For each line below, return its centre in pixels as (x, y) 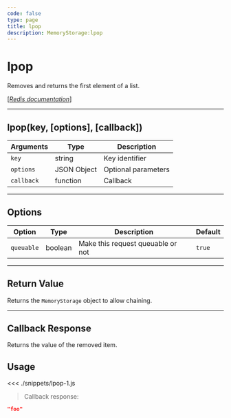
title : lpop (24, 26)
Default (208, 231)
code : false (24, 13)
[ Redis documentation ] (40, 99)
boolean (59, 247)
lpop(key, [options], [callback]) (75, 127)
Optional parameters (137, 169)
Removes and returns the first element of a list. (73, 86)
